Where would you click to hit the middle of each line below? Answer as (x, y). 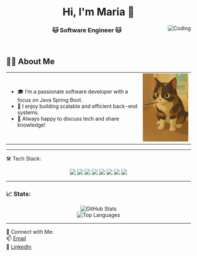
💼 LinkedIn (19, 247)
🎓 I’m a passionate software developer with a (73, 92)
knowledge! (31, 125)
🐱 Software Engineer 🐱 (87, 30)
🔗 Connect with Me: (30, 231)
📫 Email (16, 238)
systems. (28, 112)
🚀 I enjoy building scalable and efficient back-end (77, 106)
